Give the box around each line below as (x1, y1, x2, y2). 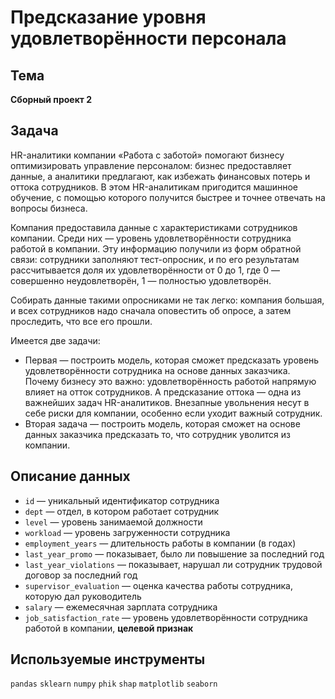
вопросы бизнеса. (10, 202, 88, 214)
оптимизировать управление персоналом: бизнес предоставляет (10, 159, 292, 171)
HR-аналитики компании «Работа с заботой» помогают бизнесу (10, 149, 285, 161)
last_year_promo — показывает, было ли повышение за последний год (24, 547, 325, 560)
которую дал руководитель (24, 590, 142, 602)
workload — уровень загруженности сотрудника (24, 526, 231, 538)
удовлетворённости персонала (10, 27, 287, 50)
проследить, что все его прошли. (10, 315, 153, 327)
